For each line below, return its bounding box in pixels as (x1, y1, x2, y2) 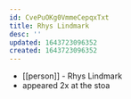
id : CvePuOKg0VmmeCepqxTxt (9, 12, 110, 22)
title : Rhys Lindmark (9, 21, 90, 30)
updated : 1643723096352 (9, 37, 98, 47)
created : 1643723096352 (9, 46, 98, 55)
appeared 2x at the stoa (21, 80, 111, 91)
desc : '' (9, 29, 42, 38)
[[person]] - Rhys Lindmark (21, 70, 123, 81)
